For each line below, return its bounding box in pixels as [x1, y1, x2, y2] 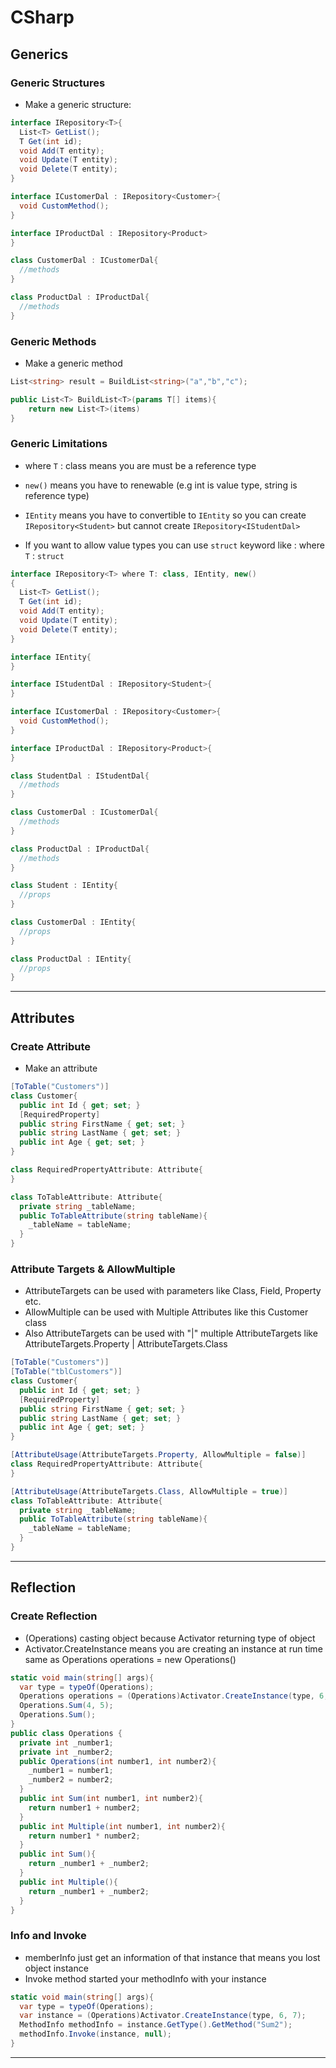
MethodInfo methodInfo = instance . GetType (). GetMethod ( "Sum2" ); [19, 2020, 293, 2030]
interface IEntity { [10, 652, 92, 662]
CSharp [10, 6, 75, 29]
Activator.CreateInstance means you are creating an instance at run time [24, 1642, 323, 1655]
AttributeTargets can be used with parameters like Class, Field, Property [24, 1285, 322, 1297]
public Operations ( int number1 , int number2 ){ [19, 1756, 217, 1766]
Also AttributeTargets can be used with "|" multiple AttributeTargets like [24, 1327, 318, 1340]
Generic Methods [10, 334, 97, 348]
